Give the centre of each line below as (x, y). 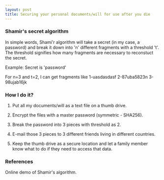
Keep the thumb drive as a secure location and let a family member (80, 144)
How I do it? (19, 95)
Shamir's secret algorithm (37, 31)
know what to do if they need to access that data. (62, 149)
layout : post (18, 10)
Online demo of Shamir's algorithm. (41, 172)
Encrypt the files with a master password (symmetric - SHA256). (78, 115)
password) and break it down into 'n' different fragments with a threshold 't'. (82, 47)
